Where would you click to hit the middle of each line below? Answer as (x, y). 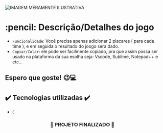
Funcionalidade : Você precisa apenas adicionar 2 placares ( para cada (83, 41)
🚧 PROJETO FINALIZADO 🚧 (82, 125)
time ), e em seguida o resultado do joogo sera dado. (66, 46)
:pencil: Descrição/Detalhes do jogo (80, 27)
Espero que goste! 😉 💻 (41, 78)
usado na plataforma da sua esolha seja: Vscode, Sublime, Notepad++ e (85, 56)
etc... (17, 62)
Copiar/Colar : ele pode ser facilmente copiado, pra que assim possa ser (85, 51)
